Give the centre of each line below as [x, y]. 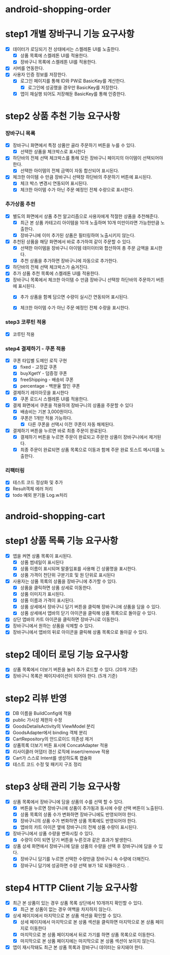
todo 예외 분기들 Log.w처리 [40, 495]
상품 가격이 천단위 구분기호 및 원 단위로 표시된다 [67, 575]
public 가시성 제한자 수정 [37, 720]
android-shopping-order [58, 9]
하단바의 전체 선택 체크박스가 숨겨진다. [50, 267]
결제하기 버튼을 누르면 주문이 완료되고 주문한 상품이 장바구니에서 [84, 437]
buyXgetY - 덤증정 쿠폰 [44, 373]
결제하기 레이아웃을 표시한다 [41, 392]
